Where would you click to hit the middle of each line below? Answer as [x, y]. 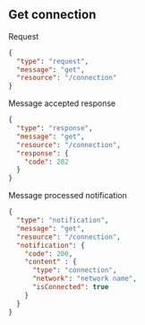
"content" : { [51, 262]
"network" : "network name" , [85, 279]
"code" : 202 [47, 162]
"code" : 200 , [49, 254]
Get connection [52, 15]
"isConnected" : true [70, 287]
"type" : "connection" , [74, 270]
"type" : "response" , [55, 128]
